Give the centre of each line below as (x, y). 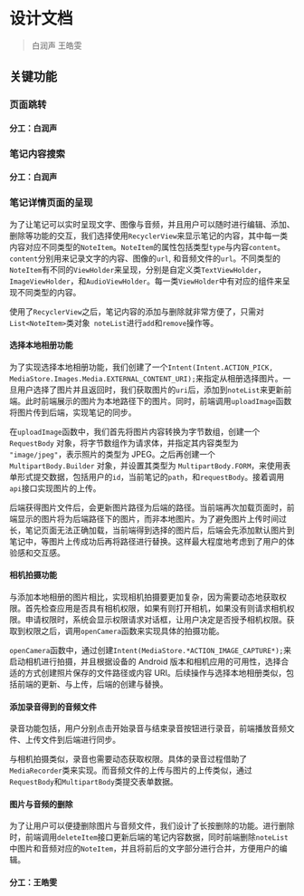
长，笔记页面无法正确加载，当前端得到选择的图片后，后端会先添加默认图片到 (152, 530)
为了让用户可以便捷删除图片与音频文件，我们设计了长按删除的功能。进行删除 (152, 826)
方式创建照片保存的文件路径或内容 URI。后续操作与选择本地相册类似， (156, 673)
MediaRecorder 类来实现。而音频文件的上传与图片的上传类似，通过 (131, 770)
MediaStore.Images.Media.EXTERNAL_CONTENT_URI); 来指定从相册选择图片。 (146, 378)
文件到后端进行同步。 (80, 740)
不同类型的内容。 (49, 292)
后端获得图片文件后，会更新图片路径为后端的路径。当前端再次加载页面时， (148, 507)
